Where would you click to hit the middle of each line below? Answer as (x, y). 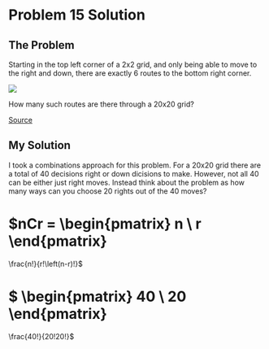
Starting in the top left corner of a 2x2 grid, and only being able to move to (133, 64)
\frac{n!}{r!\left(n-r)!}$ (46, 264)
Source (20, 120)
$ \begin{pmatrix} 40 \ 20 (98, 297)
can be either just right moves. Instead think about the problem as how (127, 182)
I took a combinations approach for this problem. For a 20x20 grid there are (135, 165)
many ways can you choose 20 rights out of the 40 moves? (108, 191)
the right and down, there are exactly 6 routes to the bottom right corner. (130, 73)
